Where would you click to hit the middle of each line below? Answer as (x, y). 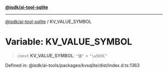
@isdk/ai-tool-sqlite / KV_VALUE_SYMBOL (48, 21)
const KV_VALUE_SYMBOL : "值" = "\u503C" (62, 55)
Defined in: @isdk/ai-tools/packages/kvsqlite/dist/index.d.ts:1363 (72, 65)
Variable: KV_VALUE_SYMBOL (69, 42)
